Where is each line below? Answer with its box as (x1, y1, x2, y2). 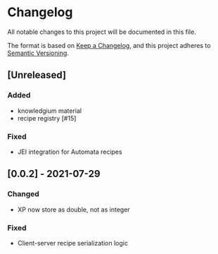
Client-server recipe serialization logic (17, 238, 129, 247)
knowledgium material (17, 107, 82, 115)
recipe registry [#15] (17, 114, 77, 122)
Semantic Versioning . (7, 49, 69, 57)
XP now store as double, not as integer (17, 205, 130, 214)
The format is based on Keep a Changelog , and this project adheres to (7, 41, 211, 49)
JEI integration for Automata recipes (17, 147, 122, 156)
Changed (7, 189, 40, 199)
